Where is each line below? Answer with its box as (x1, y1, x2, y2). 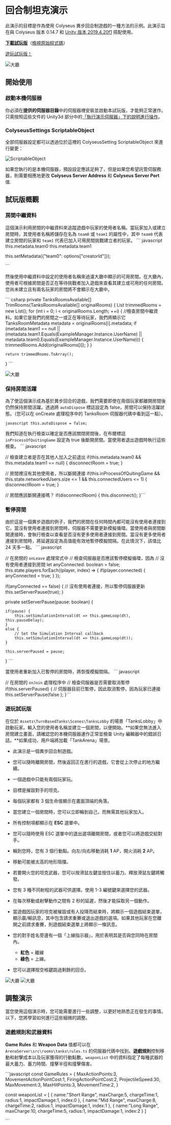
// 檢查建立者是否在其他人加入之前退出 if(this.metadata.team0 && (5, 454, 141, 460)
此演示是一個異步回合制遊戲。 (12, 748, 75, 754)
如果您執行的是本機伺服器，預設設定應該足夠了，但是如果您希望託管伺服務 (5, 166, 161, 172)
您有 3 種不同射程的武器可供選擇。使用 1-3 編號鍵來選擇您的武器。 (12, 887, 152, 893)
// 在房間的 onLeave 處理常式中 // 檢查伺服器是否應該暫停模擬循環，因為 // (5, 555, 159, 561)
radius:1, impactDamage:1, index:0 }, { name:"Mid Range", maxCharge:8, (5, 1097, 157, 1103)
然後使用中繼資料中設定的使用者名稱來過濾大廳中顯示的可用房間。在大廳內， (5, 273, 166, 279)
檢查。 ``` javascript (5, 443, 46, 449)
